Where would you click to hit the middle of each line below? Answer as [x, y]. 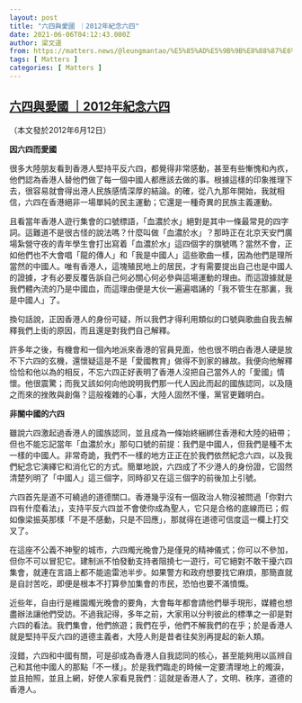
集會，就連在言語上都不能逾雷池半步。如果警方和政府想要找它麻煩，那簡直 [147, 572]
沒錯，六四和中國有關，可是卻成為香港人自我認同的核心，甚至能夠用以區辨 [147, 655]
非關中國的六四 [37, 413]
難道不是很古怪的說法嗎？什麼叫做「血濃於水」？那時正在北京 [147, 232]
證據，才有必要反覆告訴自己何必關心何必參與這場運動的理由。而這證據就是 [155, 277]
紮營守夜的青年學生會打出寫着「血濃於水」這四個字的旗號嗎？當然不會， [151, 243]
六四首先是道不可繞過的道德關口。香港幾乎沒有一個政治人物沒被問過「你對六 [151, 497]
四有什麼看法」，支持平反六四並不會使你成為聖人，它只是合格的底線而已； [145, 508]
